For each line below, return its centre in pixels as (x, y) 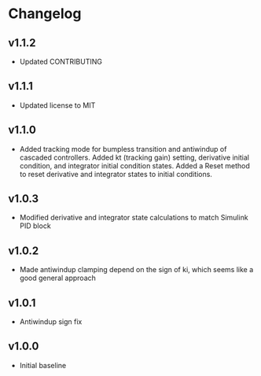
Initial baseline (43, 365)
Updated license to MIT (57, 105)
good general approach (58, 278)
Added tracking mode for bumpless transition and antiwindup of (123, 149)
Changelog (45, 14)
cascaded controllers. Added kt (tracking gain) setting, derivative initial (134, 157)
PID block (35, 226)
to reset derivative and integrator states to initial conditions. (116, 174)
